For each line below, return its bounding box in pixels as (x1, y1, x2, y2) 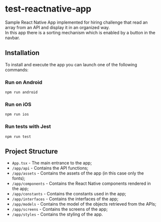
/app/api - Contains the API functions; (12, 165, 88, 171)
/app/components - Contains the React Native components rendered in (12, 180, 151, 187)
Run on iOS (5, 101, 31, 107)
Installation (5, 49, 40, 57)
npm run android (5, 90, 38, 95)
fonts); (12, 176, 26, 181)
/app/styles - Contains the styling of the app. (12, 211, 103, 217)
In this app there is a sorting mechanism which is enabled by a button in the (5, 30, 156, 35)
